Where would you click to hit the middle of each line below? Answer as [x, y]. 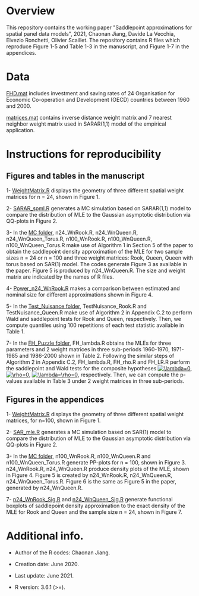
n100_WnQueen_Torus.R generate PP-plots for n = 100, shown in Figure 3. [96, 462]
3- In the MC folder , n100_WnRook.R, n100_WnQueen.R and [78, 456]
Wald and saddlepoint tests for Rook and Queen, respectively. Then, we [94, 319]
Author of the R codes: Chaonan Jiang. [62, 553]
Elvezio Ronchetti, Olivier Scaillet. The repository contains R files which [93, 40]
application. [20, 130]
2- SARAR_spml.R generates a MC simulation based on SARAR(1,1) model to [99, 208]
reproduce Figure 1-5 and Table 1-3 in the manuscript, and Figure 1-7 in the [98, 46]
